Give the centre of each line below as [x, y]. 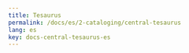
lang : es [22, 30]
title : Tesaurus [35, 15]
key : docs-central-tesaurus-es [59, 37]
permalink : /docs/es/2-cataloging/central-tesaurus [94, 23]
